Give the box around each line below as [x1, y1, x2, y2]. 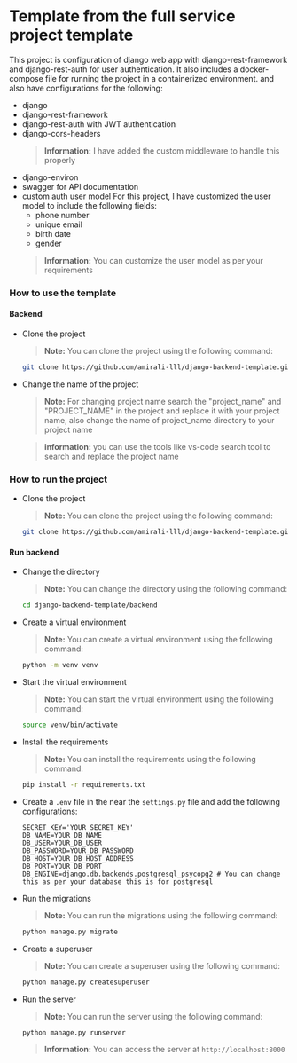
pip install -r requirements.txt [21, 780, 146, 789]
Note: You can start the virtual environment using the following [43, 694, 274, 705]
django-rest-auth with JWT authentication [21, 118, 176, 130]
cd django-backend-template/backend [21, 601, 158, 610]
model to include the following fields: [21, 200, 158, 210]
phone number [35, 209, 90, 220]
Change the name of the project [21, 379, 139, 390]
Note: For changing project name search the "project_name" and [43, 396, 282, 406]
